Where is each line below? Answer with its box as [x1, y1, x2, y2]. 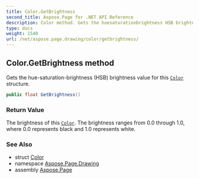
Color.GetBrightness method [6, 58, 114, 68]
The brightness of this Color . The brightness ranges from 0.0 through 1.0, [6, 119, 185, 126]
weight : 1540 [6, 31, 38, 37]
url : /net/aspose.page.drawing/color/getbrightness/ [6, 36, 139, 42]
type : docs [6, 25, 33, 31]
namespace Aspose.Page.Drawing [14, 160, 99, 167]
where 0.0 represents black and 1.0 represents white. [6, 125, 136, 132]
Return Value [6, 106, 44, 114]
